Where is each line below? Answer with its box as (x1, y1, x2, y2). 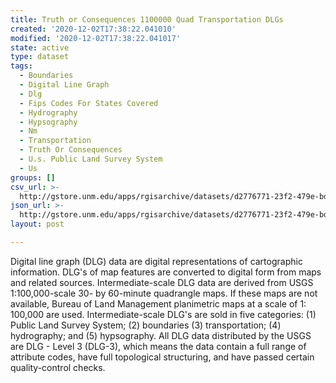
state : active (10, 42, 70, 53)
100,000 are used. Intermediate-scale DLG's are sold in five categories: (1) (10, 308, 317, 320)
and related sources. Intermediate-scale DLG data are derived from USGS (10, 276, 314, 288)
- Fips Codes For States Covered (19, 98, 159, 108)
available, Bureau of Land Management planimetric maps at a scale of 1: (10, 297, 307, 310)
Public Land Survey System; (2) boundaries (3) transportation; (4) (10, 319, 282, 331)
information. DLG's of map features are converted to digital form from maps (10, 266, 322, 278)
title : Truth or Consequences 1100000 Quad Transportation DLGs (10, 14, 284, 25)
